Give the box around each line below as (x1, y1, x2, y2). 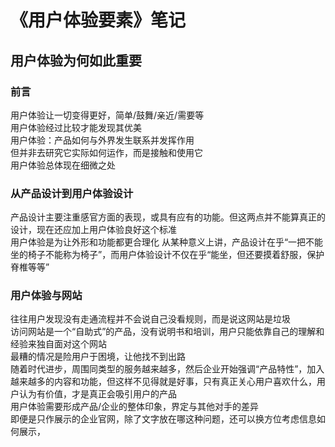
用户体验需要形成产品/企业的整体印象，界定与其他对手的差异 (10, 401, 260, 413)
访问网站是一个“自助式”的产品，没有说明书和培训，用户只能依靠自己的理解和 (10, 326, 325, 338)
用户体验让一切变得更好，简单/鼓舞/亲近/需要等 (10, 109, 205, 121)
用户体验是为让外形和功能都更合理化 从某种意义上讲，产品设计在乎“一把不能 (10, 236, 324, 248)
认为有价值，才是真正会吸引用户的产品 (18, 388, 177, 400)
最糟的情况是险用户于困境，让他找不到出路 (10, 351, 186, 363)
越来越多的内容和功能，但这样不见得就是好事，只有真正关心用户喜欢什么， (10, 376, 317, 388)
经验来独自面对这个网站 (10, 338, 107, 350)
